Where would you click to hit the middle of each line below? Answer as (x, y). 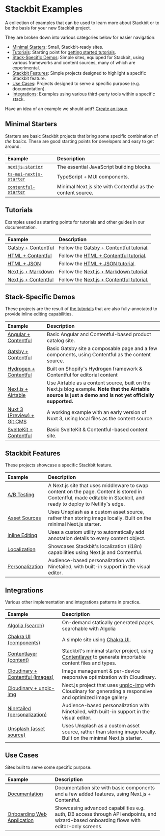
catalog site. (61, 341)
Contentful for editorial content (82, 375)
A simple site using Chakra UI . (96, 640)
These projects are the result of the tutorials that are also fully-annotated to (81, 309)
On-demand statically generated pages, (108, 622)
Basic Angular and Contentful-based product (99, 334)
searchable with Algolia (89, 629)
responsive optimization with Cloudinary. (109, 677)
